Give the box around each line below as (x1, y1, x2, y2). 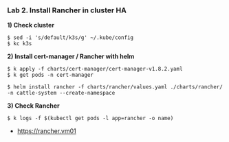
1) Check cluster (7, 21, 55, 29)
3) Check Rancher (7, 102, 60, 110)
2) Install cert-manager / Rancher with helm (7, 52, 135, 60)
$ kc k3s (7, 40, 32, 47)
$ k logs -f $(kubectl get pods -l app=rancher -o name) (7, 115, 174, 122)
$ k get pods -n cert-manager (7, 71, 94, 79)
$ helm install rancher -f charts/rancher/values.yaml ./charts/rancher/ (7, 84, 223, 91)
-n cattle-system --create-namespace (7, 90, 116, 97)
